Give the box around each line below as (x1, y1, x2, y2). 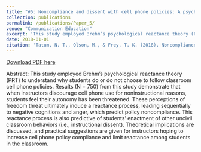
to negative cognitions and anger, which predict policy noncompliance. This (6, 108, 193, 115)
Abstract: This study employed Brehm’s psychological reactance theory (6, 70, 182, 77)
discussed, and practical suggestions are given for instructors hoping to (6, 127, 184, 135)
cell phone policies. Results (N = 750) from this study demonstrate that (6, 83, 181, 90)
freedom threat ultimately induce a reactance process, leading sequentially (6, 102, 191, 109)
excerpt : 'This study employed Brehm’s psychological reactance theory (6, 31, 188, 37)
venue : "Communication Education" (6, 25, 93, 32)
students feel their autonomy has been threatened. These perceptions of (6, 95, 185, 102)
